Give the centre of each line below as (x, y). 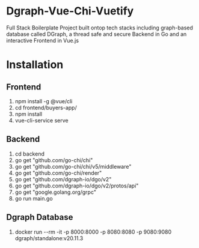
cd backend (30, 154)
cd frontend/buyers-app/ (46, 107)
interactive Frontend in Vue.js (43, 40)
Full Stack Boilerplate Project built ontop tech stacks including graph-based (100, 28)
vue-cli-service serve (41, 120)
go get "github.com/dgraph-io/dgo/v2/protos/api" (77, 186)
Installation (35, 65)
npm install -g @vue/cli (44, 101)
